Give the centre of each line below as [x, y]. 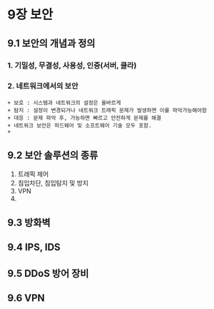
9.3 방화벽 [29, 223]
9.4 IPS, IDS [34, 247]
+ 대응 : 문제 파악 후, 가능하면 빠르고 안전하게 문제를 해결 [85, 118]
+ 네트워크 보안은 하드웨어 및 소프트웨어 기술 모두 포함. [80, 126]
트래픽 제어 [33, 174]
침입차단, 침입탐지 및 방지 [53, 183]
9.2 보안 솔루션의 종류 [53, 155]
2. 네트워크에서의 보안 [43, 86]
